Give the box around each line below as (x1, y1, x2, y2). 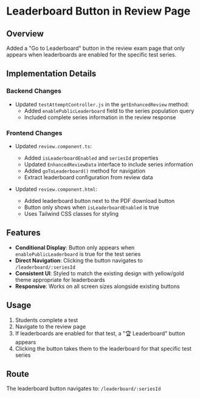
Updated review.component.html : (15, 185, 97, 193)
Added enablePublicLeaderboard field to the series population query (24, 107, 195, 114)
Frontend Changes (6, 129, 63, 137)
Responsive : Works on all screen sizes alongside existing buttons (15, 283, 181, 290)
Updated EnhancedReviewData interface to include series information (24, 160, 193, 168)
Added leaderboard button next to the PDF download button (24, 197, 175, 204)
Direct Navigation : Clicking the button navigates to (15, 256, 143, 264)
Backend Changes (6, 87, 62, 95)
